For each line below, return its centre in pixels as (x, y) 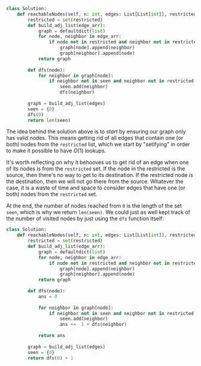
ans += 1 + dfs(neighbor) (93, 325)
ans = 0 (48, 296)
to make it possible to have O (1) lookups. (56, 151)
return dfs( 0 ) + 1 (51, 358)
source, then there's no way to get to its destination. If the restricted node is (100, 175)
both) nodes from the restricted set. (52, 194)
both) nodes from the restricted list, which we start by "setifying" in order (98, 145)
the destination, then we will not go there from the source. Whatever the (95, 181)
